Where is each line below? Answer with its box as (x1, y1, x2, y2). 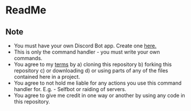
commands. (13, 55, 43, 61)
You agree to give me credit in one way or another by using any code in (13, 92, 186, 99)
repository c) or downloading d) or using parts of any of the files (13, 67, 168, 74)
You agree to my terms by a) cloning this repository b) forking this (13, 61, 172, 68)
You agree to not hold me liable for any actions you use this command (13, 79, 182, 86)
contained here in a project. (13, 74, 80, 80)
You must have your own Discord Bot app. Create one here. (13, 42, 157, 49)
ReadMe (5, 4, 47, 17)
